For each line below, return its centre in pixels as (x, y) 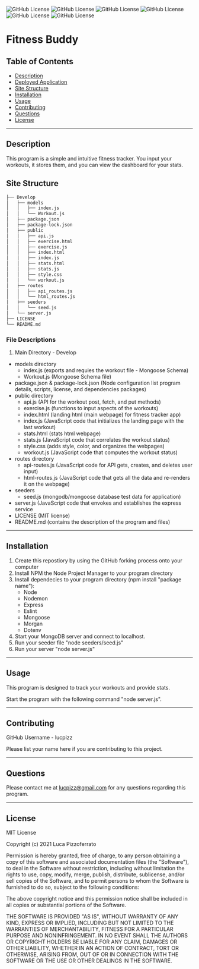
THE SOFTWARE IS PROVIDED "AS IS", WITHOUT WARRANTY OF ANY (92, 916)
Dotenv (32, 630)
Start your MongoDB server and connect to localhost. (80, 636)
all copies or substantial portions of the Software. (66, 905)
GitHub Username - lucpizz (39, 738)
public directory (34, 395)
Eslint (30, 611)
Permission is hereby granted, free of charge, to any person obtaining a (93, 855)
